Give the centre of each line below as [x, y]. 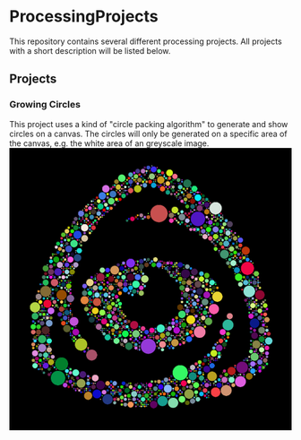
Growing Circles [45, 105]
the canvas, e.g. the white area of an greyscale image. [109, 143]
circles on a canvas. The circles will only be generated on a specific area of [149, 134]
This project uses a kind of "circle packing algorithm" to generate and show [149, 124]
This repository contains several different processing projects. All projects [146, 41]
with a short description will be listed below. [90, 50]
